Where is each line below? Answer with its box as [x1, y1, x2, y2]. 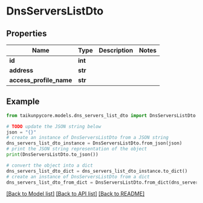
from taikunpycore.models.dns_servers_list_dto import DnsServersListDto [6, 112, 196, 118]
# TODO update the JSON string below [6, 123, 101, 129]
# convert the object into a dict [6, 162, 94, 169]
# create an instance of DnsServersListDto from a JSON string [6, 135, 169, 141]
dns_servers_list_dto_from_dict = [6, 179, 94, 185]
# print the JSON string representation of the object [6, 146, 147, 152]
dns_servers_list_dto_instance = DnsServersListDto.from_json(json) [6, 140, 182, 146]
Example [6, 97, 40, 107]
